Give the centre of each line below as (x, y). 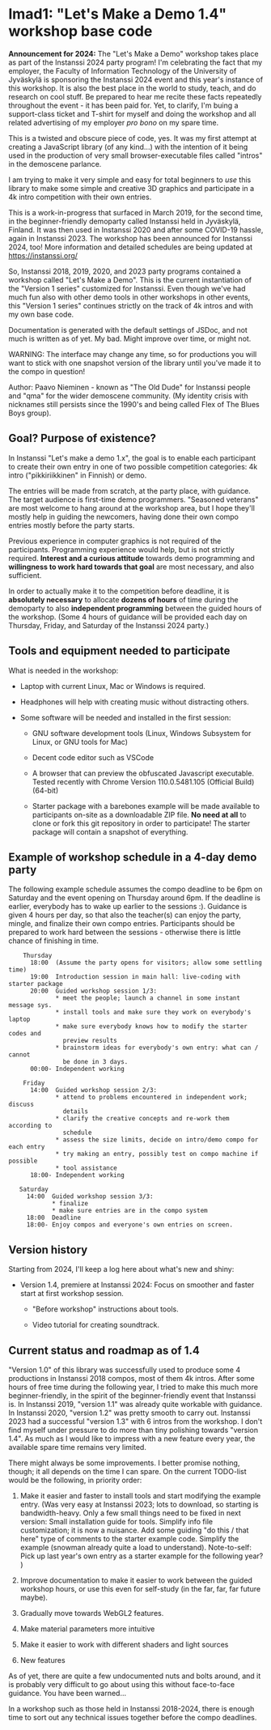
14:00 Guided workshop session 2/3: (93, 1090)
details (76, 1112)
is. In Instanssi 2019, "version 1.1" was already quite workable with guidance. (135, 1404)
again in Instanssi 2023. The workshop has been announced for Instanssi (131, 238)
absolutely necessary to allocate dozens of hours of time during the (123, 599)
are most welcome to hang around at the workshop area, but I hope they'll (131, 508)
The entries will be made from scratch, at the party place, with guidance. (129, 491)
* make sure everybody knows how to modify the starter (152, 1027)
